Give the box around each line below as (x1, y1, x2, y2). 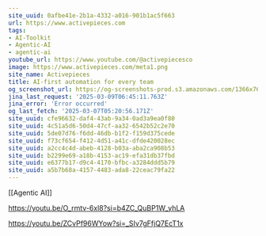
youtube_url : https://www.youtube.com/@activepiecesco (8, 56, 193, 64)
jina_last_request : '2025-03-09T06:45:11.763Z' (8, 93, 169, 101)
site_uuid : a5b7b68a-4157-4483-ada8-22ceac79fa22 (8, 166, 176, 174)
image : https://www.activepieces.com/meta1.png (8, 63, 169, 71)
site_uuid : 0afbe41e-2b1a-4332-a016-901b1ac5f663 (8, 11, 176, 20)
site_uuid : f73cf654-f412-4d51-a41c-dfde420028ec (8, 136, 176, 145)
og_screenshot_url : (8, 85, 73, 93)
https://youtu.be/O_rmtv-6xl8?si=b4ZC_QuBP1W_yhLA (8, 204, 185, 212)
